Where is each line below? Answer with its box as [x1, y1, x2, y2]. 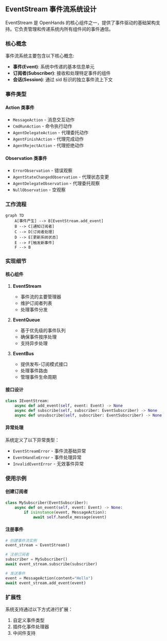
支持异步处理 [20, 340, 48, 346]
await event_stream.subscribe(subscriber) [5, 562, 98, 567]
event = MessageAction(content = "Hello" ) [5, 575, 94, 581]
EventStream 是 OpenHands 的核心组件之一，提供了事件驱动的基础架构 [5, 20, 156, 26]
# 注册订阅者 [5, 552, 29, 557]
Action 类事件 [5, 104, 34, 111]
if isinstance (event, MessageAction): [24, 509, 107, 515]
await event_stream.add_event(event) [5, 580, 86, 585]
